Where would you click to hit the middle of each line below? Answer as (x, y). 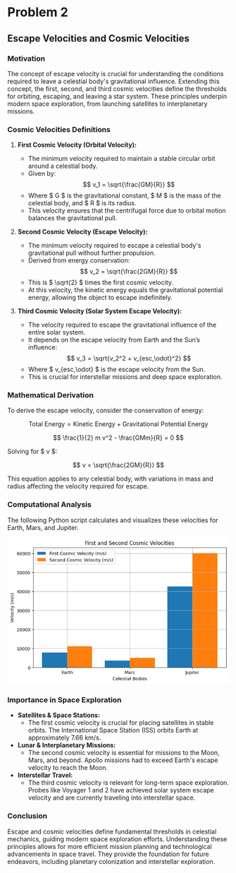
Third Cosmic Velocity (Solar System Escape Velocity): (99, 311)
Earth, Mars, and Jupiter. (43, 527)
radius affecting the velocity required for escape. (78, 486)
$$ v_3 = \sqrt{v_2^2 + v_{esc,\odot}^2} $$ (129, 359)
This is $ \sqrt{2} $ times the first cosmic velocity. (101, 282)
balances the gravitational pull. (73, 218)
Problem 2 (38, 12)
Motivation (26, 59)
